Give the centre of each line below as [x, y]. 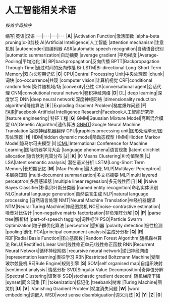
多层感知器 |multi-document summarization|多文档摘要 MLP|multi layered [81, 175]
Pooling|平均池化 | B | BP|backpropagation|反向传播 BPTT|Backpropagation [82, 61]
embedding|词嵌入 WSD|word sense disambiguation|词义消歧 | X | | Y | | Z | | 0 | [84, 295]
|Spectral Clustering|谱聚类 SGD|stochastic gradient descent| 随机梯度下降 [83, 276]
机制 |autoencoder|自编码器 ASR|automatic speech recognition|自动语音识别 [84, 48]
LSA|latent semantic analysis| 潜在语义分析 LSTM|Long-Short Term [75, 162]
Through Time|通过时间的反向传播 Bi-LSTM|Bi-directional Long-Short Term [83, 67]
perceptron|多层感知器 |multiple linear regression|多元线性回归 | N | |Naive [81, 181]
